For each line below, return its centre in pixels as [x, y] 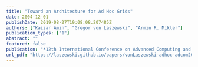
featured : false [26, 44]
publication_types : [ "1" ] [38, 33]
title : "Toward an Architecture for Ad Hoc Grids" [70, 11]
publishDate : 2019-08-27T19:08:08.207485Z [59, 22]
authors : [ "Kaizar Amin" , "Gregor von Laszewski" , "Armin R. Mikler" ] [95, 28]
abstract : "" [22, 38]
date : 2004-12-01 [27, 17]
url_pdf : [17, 55]
